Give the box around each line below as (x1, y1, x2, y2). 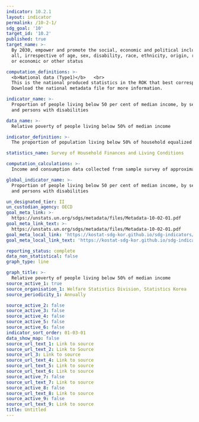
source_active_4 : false (6, 313, 65, 320)
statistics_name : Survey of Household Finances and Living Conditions (6, 150, 184, 156)
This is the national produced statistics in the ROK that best (11, 80, 174, 86)
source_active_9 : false (6, 396, 65, 402)
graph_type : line (6, 259, 49, 265)
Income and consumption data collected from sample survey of (11, 166, 168, 172)
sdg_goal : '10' (6, 25, 44, 31)
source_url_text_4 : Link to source (6, 357, 94, 363)
